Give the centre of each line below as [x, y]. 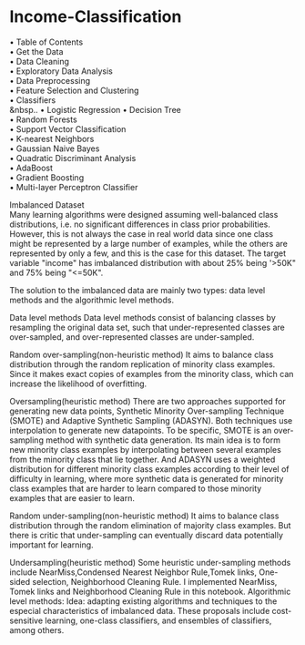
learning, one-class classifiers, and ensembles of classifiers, [158, 620]
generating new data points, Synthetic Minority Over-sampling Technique [147, 411]
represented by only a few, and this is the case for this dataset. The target [148, 253]
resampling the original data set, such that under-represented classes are [147, 327]
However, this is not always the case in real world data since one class [142, 233]
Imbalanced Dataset [47, 205]
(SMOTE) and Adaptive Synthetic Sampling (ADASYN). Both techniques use [151, 420]
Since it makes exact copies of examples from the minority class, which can [152, 374]
